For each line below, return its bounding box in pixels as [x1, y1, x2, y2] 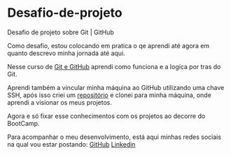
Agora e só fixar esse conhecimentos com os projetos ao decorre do [7, 112, 206, 120]
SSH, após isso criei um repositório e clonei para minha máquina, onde [7, 91, 211, 99]
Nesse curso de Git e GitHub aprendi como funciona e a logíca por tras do [7, 62, 221, 71]
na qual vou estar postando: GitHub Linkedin [7, 140, 136, 148]
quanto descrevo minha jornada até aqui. [7, 49, 126, 57]
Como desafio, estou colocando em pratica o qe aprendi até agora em [7, 41, 210, 50]
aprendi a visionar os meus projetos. [7, 98, 112, 106]
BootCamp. [7, 119, 40, 127]
